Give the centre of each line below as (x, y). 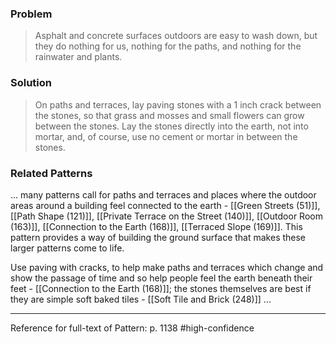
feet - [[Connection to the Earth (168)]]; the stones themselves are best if (161, 288)
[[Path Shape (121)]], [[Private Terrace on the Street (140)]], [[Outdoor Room (166, 216)
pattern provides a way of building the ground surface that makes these (158, 237)
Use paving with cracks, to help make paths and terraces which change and (167, 267)
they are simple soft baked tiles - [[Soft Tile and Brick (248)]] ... (141, 299)
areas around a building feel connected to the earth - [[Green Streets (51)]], (165, 205)
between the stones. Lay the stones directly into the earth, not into (171, 126)
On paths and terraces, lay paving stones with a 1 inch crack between (178, 104)
